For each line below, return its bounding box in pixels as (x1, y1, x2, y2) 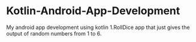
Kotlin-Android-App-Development (6, 4, 180, 18)
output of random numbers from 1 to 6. (6, 30, 102, 37)
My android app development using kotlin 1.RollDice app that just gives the (6, 24, 190, 31)
